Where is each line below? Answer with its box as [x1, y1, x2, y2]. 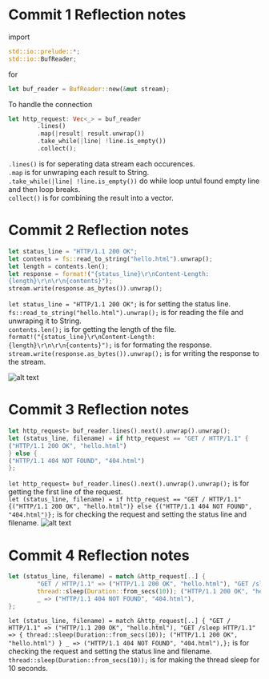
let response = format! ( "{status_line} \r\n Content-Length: [8, 270, 210, 278]
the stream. [8, 357, 46, 367]
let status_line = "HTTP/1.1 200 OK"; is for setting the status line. [8, 299, 231, 309]
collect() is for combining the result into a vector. [8, 193, 174, 202]
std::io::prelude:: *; [8, 47, 81, 55]
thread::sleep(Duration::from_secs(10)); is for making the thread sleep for [8, 654, 260, 665]
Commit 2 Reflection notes [8, 222, 190, 239]
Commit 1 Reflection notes [8, 6, 187, 24]
